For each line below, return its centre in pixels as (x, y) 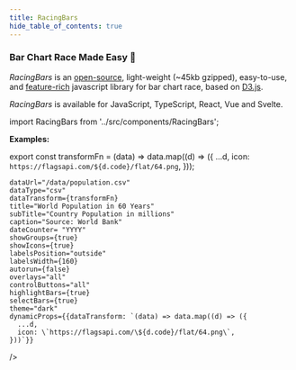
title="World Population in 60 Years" (82, 206)
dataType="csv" (38, 190)
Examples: (29, 139)
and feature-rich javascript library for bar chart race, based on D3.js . (136, 86)
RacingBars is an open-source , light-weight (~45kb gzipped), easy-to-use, (148, 77)
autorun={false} (40, 269)
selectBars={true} (44, 301)
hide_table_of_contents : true (66, 26)
